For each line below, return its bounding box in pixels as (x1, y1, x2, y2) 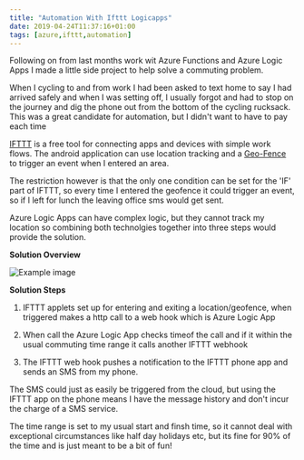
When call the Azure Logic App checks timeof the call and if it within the (22, 329, 293, 341)
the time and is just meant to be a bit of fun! (9, 440, 172, 451)
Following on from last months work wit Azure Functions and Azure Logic (9, 55, 283, 66)
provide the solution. (9, 232, 86, 243)
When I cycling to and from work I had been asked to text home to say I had (9, 83, 292, 94)
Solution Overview (9, 249, 82, 260)
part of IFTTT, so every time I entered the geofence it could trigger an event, (9, 185, 295, 196)
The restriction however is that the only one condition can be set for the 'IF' (9, 175, 291, 186)
